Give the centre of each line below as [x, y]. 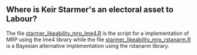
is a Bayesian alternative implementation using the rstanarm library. [88, 46]
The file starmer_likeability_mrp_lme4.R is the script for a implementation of [98, 33]
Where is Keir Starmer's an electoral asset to [90, 10]
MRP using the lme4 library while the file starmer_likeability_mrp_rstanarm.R [98, 39]
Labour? [22, 19]
